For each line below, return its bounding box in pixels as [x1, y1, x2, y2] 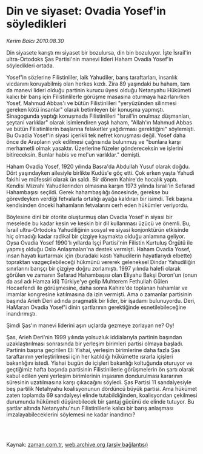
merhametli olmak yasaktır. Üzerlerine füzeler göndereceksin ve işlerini [6, 144, 184, 152]
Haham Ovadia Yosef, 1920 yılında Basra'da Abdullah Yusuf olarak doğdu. [6, 163, 190, 170]
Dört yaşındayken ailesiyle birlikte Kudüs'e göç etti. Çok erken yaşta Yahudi [6, 169, 195, 177]
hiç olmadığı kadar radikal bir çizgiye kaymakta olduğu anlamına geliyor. [6, 232, 186, 240]
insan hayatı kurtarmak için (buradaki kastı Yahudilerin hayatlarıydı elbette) [6, 252, 192, 259]
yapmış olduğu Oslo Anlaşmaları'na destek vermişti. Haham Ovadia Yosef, [6, 245, 191, 252]
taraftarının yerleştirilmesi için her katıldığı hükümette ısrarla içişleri [6, 353, 173, 360]
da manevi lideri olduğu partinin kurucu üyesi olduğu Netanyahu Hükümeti [6, 86, 191, 93]
